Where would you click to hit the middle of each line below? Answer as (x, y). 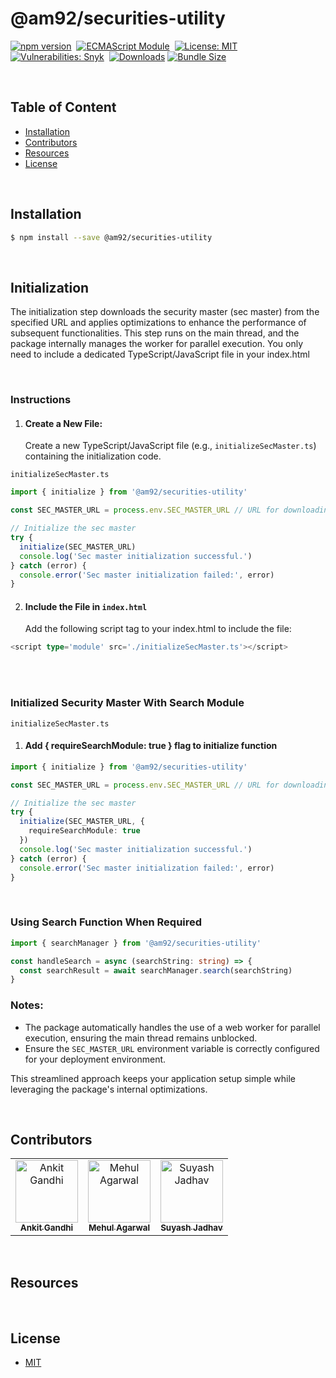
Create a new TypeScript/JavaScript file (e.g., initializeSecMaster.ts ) (170, 446)
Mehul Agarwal (119, 1228)
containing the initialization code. (93, 456)
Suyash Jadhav (191, 1228)
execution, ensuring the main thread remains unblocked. (141, 1038)
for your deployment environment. (95, 1059)
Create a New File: (63, 423)
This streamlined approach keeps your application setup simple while (153, 1078)
